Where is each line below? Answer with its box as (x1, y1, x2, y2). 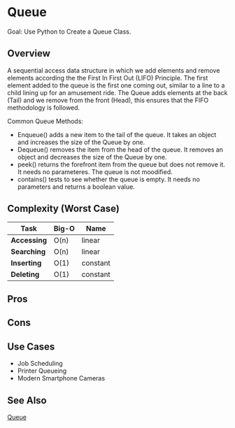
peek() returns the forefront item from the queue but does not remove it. (17, 160, 226, 169)
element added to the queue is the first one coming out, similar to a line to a (7, 81, 225, 90)
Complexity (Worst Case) (7, 203, 120, 215)
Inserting (10, 258, 42, 268)
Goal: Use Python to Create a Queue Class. (7, 27, 131, 36)
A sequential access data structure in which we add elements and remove (7, 66, 220, 74)
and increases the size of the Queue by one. (17, 138, 145, 146)
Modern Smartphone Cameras (17, 374, 106, 383)
